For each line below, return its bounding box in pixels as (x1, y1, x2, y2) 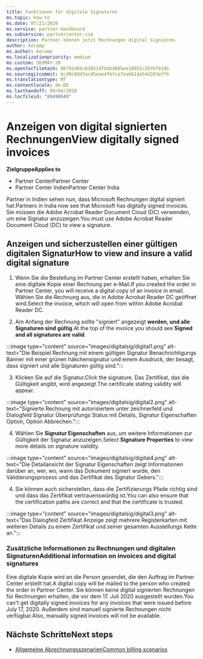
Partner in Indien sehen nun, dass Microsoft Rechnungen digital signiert (6, 195, 185, 203)
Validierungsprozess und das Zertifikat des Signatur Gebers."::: (6, 473, 164, 481)
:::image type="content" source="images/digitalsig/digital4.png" (6, 454, 168, 461)
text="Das (6, 516, 32, 524)
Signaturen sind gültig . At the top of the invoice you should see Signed (15, 324, 193, 331)
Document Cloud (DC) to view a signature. (6, 221, 112, 228)
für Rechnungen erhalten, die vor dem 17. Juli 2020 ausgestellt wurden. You (6, 592, 194, 600)
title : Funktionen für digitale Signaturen (6, 8, 118, 15)
